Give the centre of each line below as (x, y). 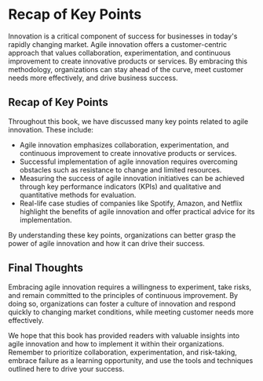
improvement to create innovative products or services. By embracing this (128, 61)
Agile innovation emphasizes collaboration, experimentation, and (124, 145)
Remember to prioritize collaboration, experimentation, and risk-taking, (122, 352)
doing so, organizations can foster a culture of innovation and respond (122, 303)
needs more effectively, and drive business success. (93, 78)
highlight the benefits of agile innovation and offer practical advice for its (137, 211)
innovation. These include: (51, 129)
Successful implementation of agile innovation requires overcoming (128, 161)
